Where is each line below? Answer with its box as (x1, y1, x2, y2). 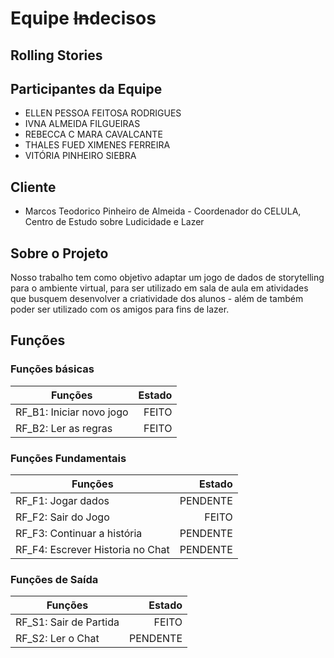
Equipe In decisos (10, 7, 157, 30)
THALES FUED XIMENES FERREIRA (24, 139, 171, 151)
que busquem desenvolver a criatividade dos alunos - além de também (10, 293, 304, 305)
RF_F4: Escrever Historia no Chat (15, 543, 170, 556)
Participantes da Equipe (10, 80, 163, 97)
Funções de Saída (10, 572, 99, 586)
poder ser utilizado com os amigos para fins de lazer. (10, 303, 230, 316)
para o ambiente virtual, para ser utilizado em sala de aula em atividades (10, 282, 309, 294)
